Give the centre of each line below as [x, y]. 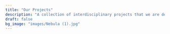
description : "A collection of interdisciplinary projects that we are [82, 14]
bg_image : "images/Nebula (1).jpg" [43, 24]
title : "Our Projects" [29, 10]
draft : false [19, 19]
